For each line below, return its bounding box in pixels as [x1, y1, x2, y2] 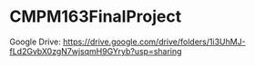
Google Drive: [9, 36, 62, 47]
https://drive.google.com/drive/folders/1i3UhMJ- [62, 36, 246, 47]
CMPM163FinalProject [9, 6, 182, 27]
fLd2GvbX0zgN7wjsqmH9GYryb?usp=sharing [9, 45, 182, 56]
